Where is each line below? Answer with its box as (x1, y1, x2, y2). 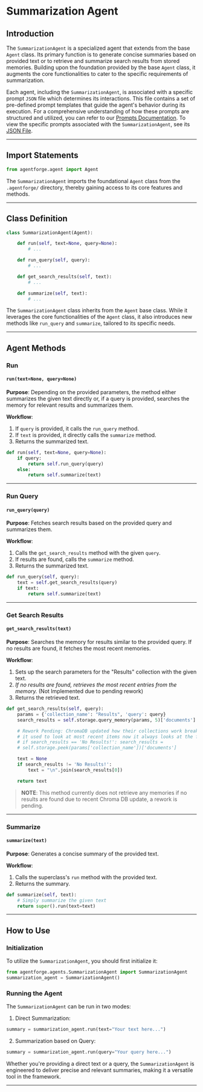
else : (17, 466, 31, 472)
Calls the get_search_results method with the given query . (14, 549, 161, 557)
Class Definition (6, 213, 68, 224)
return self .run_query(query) (28, 461, 104, 467)
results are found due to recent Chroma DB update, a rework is (21, 796, 178, 803)
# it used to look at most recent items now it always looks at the (17, 734, 193, 740)
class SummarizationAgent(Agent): (6, 229, 94, 236)
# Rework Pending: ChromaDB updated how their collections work (17, 728, 182, 734)
